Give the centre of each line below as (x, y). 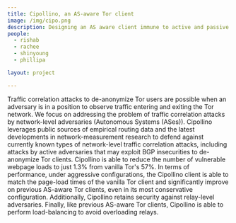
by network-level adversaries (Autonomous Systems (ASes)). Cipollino (110, 122)
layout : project (31, 73)
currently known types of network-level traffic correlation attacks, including (117, 144)
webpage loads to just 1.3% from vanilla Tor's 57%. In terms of (98, 166)
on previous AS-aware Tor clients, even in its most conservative (100, 189)
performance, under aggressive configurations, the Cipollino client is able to (118, 174)
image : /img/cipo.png (39, 21)
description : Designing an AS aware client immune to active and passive (118, 27)
